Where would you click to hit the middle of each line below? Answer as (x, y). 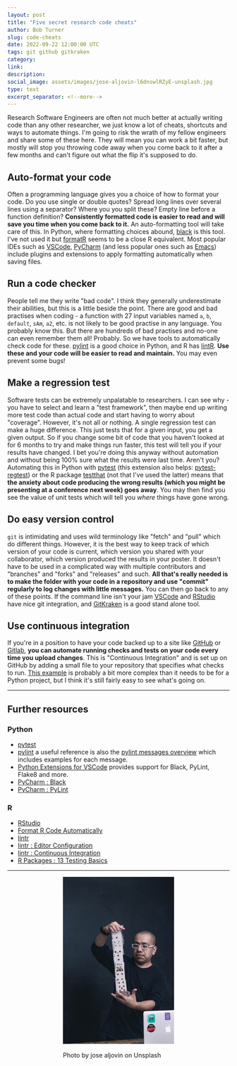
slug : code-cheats (34, 37)
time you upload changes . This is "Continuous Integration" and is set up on (117, 658)
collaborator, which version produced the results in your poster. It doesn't (114, 559)
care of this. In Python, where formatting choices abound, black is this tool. (116, 232)
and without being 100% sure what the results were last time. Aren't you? (114, 460)
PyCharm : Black (42, 782)
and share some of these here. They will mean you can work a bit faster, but (118, 140)
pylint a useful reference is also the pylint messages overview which (117, 752)
